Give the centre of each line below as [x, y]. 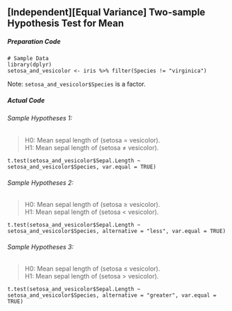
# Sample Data [28, 59]
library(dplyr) [30, 65]
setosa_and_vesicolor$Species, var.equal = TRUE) [82, 166]
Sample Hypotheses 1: [40, 118]
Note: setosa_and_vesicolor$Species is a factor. [77, 84]
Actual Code [26, 100]
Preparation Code [34, 41]
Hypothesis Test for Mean [66, 24]
